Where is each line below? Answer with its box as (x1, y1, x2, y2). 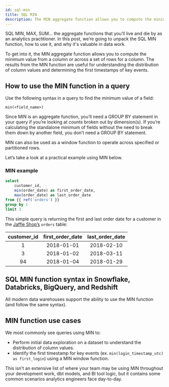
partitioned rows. (5, 145, 41, 151)
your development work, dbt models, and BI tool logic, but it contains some (5, 371, 161, 377)
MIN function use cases (5, 316, 81, 325)
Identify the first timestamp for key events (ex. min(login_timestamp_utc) (12, 350, 163, 356)
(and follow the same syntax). (5, 302, 67, 308)
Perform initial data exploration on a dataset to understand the (12, 340, 142, 346)
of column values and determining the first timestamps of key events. (5, 67, 149, 73)
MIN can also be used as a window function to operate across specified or (5, 140, 159, 146)
